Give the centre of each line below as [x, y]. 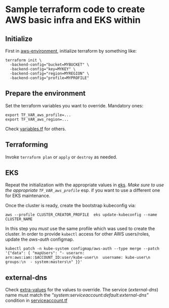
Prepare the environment [46, 93]
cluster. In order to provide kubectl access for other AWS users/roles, [78, 234]
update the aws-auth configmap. [40, 240]
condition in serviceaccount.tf [36, 300]
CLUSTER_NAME [19, 219]
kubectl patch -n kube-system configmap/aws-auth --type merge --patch [82, 249]
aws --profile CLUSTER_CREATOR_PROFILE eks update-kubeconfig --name [81, 215]
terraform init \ [24, 60]
